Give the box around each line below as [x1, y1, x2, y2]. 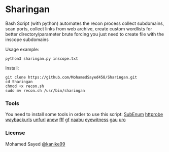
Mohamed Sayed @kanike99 [5, 141, 65, 147]
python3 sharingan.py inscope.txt [5, 56, 79, 61]
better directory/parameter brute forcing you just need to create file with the [5, 31, 164, 37]
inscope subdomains [5, 36, 49, 43]
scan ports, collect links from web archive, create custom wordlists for [5, 25, 152, 31]
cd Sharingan [5, 79, 33, 84]
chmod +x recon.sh [5, 84, 44, 89]
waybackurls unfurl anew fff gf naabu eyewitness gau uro [5, 117, 126, 123]
